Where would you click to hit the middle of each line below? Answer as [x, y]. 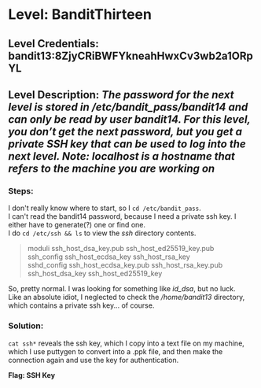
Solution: [26, 326]
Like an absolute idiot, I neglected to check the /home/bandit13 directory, [127, 297]
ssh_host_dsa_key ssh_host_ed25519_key [95, 274]
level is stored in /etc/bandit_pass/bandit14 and [128, 107]
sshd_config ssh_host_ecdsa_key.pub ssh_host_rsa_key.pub [125, 265]
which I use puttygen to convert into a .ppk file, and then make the [116, 351]
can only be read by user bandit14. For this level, [129, 119]
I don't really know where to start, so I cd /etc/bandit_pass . [105, 208]
